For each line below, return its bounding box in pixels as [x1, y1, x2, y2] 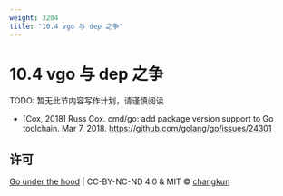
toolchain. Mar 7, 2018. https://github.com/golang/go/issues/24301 [22, 123, 272, 134]
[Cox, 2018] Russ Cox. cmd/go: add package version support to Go [22, 113, 274, 124]
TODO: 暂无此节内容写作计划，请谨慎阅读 [9, 95, 165, 106]
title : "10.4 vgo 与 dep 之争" [9, 22, 124, 31]
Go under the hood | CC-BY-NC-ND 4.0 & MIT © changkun [9, 176, 230, 187]
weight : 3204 [9, 13, 59, 23]
